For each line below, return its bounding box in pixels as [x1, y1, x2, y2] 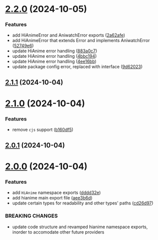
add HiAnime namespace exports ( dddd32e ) [12, 190, 101, 196]
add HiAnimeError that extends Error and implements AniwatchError [12, 38, 150, 43]
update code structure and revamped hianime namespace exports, [12, 224, 148, 230]
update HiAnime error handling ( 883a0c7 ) [12, 48, 97, 54]
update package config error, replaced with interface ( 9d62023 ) [12, 64, 143, 70]
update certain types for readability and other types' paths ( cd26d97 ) [12, 200, 154, 206]
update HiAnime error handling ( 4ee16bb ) [12, 58, 97, 65]
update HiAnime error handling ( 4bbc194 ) [12, 53, 97, 59]
